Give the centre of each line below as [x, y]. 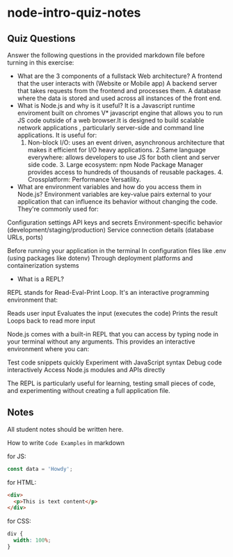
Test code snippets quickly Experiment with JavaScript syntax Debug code [115, 362]
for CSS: [19, 521]
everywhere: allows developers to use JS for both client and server [124, 157]
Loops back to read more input [51, 321]
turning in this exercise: [41, 63]
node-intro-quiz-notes [74, 13]
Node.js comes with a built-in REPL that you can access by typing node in [113, 334]
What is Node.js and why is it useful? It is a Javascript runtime [106, 105]
